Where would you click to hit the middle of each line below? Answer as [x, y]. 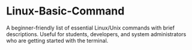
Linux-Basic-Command [65, 11]
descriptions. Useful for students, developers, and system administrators [96, 34]
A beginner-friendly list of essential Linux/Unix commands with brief [91, 28]
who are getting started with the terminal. [57, 40]
